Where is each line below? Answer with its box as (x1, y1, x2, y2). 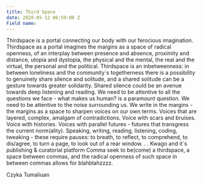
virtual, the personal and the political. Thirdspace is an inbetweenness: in (6, 63, 190, 70)
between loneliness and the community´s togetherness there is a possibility (6, 69, 196, 77)
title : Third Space (6, 9, 56, 15)
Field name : (6, 20, 36, 26)
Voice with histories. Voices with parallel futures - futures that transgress (6, 121, 189, 128)
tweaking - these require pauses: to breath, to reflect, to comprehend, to (6, 134, 188, 141)
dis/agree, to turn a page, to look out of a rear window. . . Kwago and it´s (6, 140, 187, 148)
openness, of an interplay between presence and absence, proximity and (6, 50, 190, 57)
